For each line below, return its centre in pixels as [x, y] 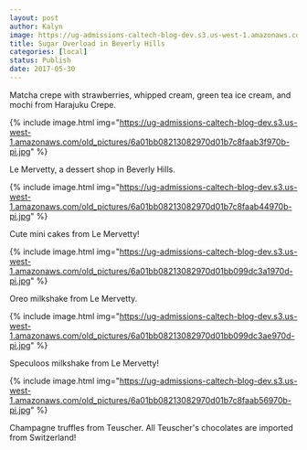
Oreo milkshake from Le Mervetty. [74, 298]
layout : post [34, 18]
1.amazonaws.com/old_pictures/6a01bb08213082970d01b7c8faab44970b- [151, 206]
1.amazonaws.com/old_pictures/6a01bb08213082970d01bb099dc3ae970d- [152, 336]
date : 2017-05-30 [42, 70]
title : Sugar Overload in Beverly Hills [88, 43]
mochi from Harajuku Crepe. [63, 104]
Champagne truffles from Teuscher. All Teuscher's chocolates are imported [152, 427]
